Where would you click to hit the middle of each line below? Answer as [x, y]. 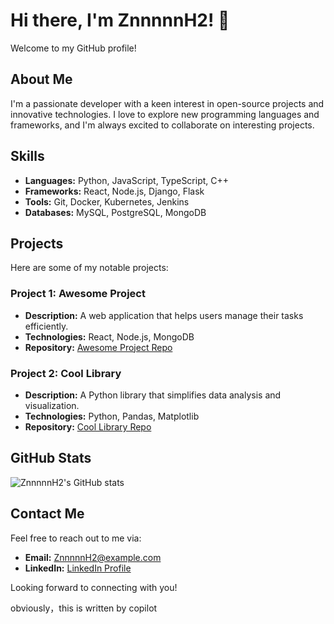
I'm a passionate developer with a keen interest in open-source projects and [167, 103]
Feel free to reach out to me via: [76, 538]
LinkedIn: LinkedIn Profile [78, 568]
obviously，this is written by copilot [84, 608]
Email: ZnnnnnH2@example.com [93, 557]
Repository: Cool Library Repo [88, 426]
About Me [41, 79]
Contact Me [47, 514]
